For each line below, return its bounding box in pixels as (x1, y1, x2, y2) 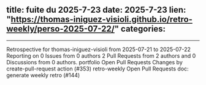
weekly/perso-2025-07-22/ (6, 24, 115, 34)
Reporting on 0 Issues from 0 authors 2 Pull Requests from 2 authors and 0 (6, 52, 196, 59)
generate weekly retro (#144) (6, 71, 80, 78)
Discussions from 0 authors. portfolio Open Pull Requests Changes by (6, 58, 183, 66)
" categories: (114, 24, 166, 34)
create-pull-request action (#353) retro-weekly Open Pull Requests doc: (6, 65, 189, 72)
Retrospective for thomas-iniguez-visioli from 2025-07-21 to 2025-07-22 (6, 46, 191, 53)
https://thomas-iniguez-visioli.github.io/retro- (10, 15, 193, 25)
